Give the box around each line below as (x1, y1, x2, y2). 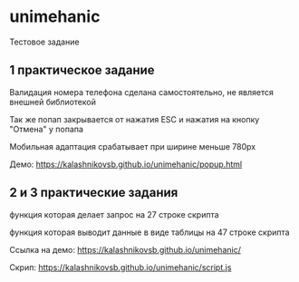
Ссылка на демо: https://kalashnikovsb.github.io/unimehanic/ (9, 244, 242, 255)
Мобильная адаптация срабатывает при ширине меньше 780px (9, 141, 256, 151)
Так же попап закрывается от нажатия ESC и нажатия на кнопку (9, 113, 260, 124)
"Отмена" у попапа (9, 123, 84, 134)
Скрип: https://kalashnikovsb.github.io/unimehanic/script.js (9, 261, 232, 273)
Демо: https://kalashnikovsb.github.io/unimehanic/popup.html (9, 159, 243, 170)
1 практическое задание (9, 63, 156, 78)
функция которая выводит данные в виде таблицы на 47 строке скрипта (9, 227, 290, 238)
